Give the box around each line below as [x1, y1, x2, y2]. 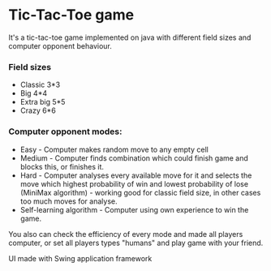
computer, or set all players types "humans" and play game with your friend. [8, 238, 264, 247]
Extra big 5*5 [19, 97, 66, 107]
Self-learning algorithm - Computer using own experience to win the [19, 204, 249, 214]
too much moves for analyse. [19, 196, 118, 206]
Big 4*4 [19, 88, 47, 98]
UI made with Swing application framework [8, 253, 153, 263]
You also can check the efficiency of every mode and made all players [8, 229, 243, 239]
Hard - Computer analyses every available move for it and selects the [19, 170, 252, 180]
